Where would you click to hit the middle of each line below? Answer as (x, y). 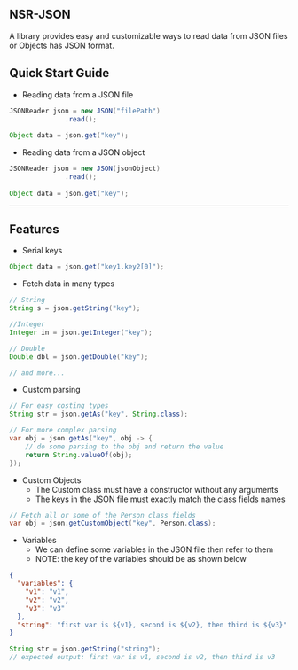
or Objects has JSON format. (62, 45)
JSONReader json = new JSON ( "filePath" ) (85, 111)
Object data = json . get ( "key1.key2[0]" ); (87, 267)
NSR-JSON (40, 15)
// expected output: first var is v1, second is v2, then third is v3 (142, 658)
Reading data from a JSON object (83, 152)
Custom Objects (51, 480)
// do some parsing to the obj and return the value (125, 447)
